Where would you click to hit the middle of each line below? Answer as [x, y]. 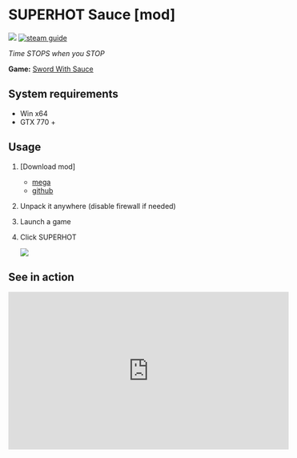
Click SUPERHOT [48, 237]
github [42, 191]
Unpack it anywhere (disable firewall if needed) [98, 206]
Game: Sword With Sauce [51, 69]
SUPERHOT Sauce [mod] [92, 15]
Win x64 [34, 113]
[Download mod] [48, 167]
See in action [41, 277]
